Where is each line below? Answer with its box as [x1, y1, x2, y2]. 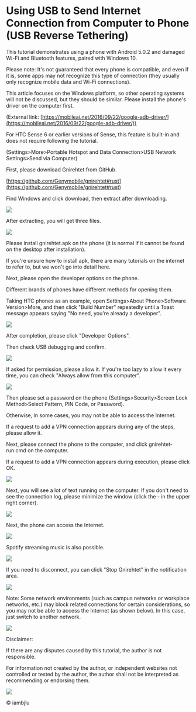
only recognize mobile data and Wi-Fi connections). [6, 78, 131, 85]
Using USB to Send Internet [6, 4, 141, 18]
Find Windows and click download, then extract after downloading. [6, 195, 167, 202]
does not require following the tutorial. [6, 137, 98, 144]
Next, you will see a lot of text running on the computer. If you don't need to [6, 487, 188, 494]
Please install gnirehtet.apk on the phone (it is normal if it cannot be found [6, 239, 184, 246]
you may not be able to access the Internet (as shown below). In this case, [6, 607, 185, 614]
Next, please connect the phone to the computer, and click [6, 441, 147, 448]
